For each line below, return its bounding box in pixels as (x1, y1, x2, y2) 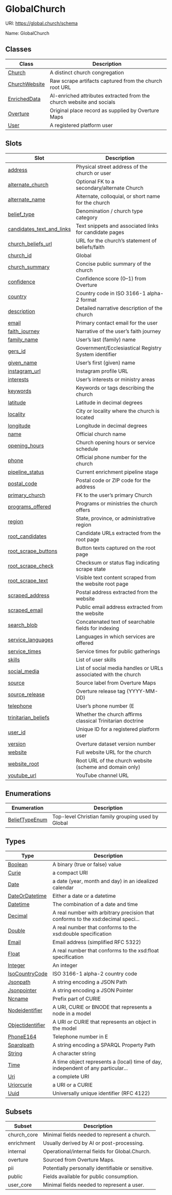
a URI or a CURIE (52, 1081, 93, 1089)
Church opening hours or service (76, 439, 155, 446)
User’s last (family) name (76, 336, 136, 343)
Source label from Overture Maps (76, 679, 156, 686)
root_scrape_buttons (8, 547, 58, 554)
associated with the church (76, 671, 141, 678)
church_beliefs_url (8, 240, 52, 247)
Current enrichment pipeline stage (76, 468, 159, 476)
